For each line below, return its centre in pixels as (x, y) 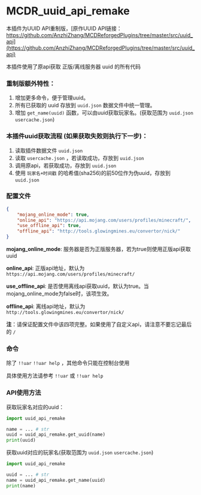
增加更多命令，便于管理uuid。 (52, 98)
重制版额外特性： (31, 83)
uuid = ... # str (28, 475)
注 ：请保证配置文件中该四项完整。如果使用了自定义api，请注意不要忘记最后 (99, 324)
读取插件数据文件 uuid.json (49, 150)
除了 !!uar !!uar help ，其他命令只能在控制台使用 (68, 363)
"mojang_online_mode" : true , (53, 215)
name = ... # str (28, 429)
